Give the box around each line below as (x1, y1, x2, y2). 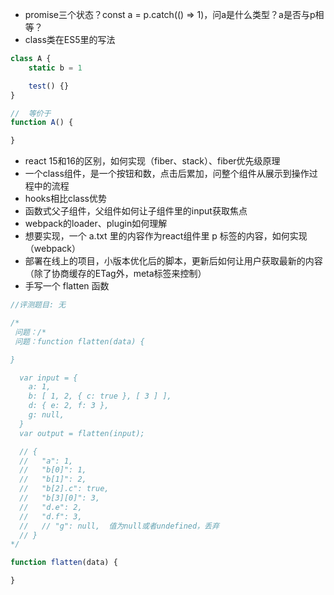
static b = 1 (28, 63, 83, 73)
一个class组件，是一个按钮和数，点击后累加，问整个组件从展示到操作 (24, 168, 310, 180)
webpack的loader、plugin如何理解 (24, 218, 168, 230)
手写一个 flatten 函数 (24, 280, 110, 292)
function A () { (10, 118, 74, 128)
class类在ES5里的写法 (24, 34, 116, 45)
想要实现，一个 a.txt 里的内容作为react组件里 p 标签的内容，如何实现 (24, 230, 308, 242)
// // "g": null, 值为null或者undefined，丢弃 (19, 521, 220, 531)
